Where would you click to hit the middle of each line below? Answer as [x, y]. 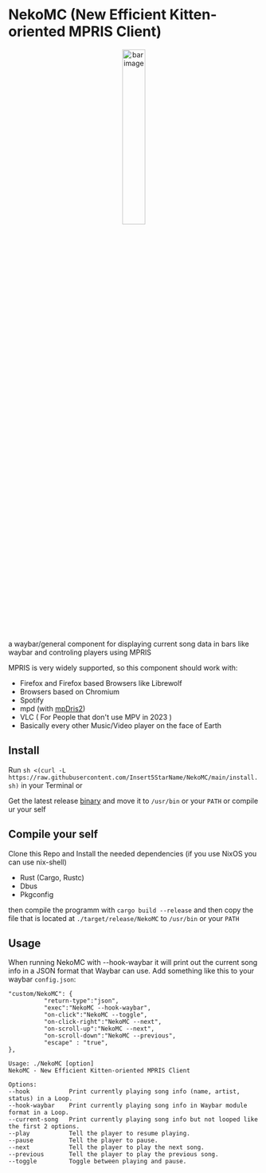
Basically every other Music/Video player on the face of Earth [120, 725]
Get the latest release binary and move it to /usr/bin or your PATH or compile [133, 801]
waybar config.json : [42, 979]
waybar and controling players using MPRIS [80, 652]
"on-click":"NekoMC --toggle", [96, 1015]
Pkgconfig [37, 894]
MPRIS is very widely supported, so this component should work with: [123, 667]
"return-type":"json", [81, 1001]
